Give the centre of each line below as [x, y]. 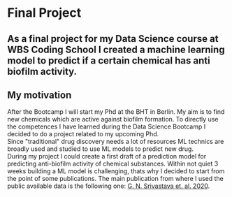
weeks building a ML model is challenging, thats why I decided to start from [116, 171]
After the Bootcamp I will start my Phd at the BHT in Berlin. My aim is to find [116, 112]
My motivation [39, 95]
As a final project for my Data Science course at [113, 39]
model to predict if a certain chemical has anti [109, 60]
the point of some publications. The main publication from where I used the [115, 179]
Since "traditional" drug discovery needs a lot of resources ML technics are [116, 142]
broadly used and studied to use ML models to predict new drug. [101, 149]
